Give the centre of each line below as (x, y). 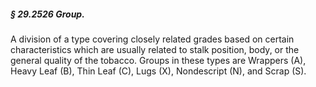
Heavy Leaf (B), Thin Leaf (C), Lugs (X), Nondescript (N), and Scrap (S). (158, 71)
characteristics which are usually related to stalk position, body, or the (155, 49)
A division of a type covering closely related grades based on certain (152, 39)
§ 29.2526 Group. (47, 14)
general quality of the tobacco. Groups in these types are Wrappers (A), (158, 60)
